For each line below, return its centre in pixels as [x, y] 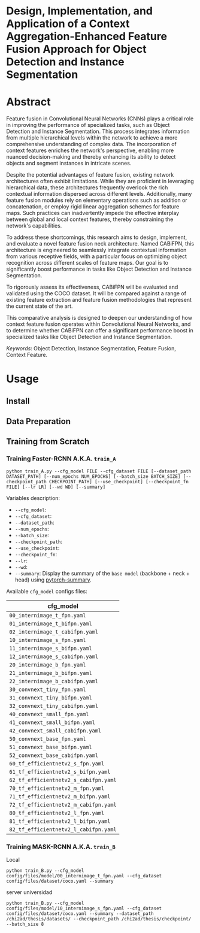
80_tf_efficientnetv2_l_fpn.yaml [57, 813]
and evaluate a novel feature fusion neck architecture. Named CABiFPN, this [100, 244]
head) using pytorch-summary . [53, 580]
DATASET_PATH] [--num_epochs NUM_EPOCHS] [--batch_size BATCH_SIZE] [93, 476]
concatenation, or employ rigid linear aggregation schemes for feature [93, 207]
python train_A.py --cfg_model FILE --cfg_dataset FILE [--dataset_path [99, 471]
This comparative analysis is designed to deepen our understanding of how [99, 318]
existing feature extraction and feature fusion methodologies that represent [99, 300]
